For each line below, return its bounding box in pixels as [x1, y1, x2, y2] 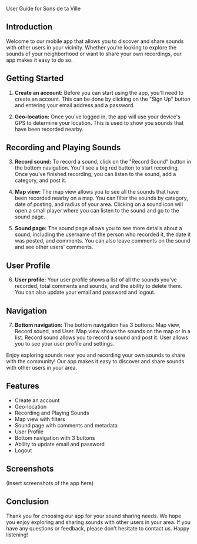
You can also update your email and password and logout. [14, 288, 156, 296]
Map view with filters [14, 415, 66, 423]
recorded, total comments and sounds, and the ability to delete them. [14, 283, 182, 290]
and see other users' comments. [14, 244, 94, 251]
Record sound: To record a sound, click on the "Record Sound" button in [14, 158, 192, 165]
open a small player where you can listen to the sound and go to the [14, 207, 179, 214]
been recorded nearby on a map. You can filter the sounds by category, [14, 194, 188, 202]
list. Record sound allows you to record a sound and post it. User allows [14, 334, 188, 341]
